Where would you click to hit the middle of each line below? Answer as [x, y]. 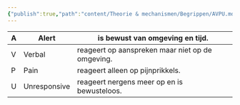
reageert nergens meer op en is [130, 82]
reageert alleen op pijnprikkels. [129, 70]
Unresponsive [47, 86]
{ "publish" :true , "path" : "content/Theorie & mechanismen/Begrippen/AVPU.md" [122, 14]
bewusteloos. [100, 91]
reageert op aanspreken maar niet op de [145, 50]
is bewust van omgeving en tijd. [153, 38]
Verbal [34, 54]
